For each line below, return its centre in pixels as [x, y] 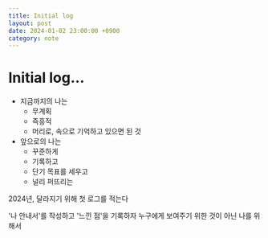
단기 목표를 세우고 [60, 172]
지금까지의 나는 [44, 101]
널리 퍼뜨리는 [53, 182]
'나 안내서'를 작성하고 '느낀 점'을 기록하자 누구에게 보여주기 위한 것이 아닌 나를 [130, 216]
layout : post [30, 23]
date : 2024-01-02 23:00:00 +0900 [64, 31]
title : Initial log [41, 16]
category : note [34, 38]
